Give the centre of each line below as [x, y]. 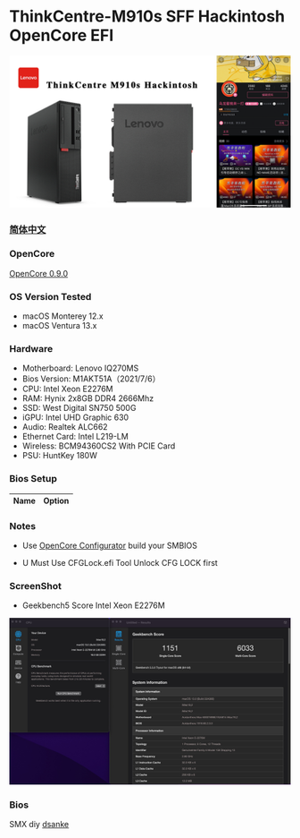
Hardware [31, 349]
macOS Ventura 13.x [59, 326]
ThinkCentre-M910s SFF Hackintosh [147, 17]
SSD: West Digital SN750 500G [79, 408]
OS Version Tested [50, 296]
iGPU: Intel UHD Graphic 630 [75, 417]
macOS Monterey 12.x [63, 316]
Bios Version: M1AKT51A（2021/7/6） [91, 379]
